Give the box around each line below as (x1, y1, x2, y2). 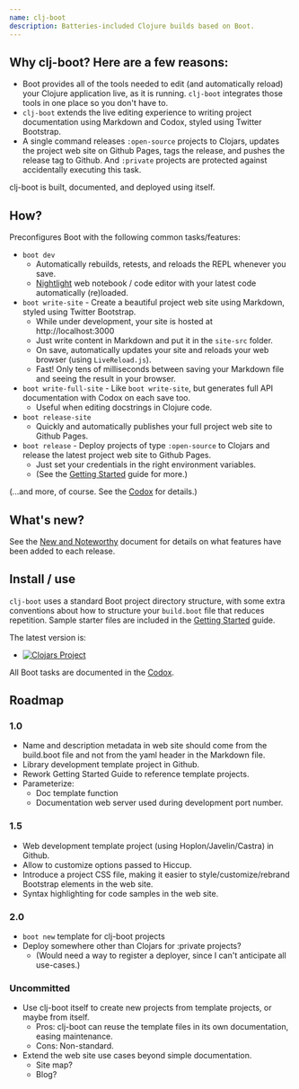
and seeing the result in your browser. (35, 374, 177, 385)
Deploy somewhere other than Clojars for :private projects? (22, 941, 242, 952)
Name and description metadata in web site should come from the (22, 740, 268, 751)
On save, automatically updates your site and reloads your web (35, 345, 269, 356)
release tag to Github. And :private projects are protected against (22, 155, 268, 166)
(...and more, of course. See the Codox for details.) (9, 486, 198, 497)
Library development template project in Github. (22, 759, 200, 770)
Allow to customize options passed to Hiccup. (22, 859, 192, 870)
